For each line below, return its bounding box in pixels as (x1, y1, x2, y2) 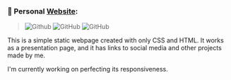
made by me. (7, 51, 46, 59)
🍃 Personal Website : (7, 6, 78, 16)
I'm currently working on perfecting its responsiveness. (7, 65, 168, 74)
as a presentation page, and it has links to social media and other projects (7, 44, 223, 52)
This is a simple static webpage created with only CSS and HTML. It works (7, 36, 224, 45)
